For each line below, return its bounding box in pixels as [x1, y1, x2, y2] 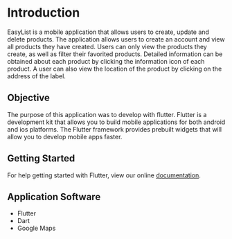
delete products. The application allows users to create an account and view [7, 35, 225, 43]
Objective [7, 92, 51, 104]
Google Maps [17, 224, 56, 233]
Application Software [7, 191, 101, 202]
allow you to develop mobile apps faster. [7, 132, 123, 141]
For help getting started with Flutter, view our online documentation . [7, 171, 201, 179]
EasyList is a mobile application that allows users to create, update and [7, 28, 210, 36]
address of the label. [7, 71, 66, 80]
